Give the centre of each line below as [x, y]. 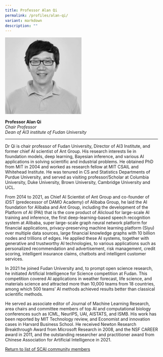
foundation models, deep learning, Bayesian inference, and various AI [74, 157]
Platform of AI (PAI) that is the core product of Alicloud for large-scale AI [77, 213]
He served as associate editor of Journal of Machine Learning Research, [78, 303]
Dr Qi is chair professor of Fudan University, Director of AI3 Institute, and [78, 146]
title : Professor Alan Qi [31, 10]
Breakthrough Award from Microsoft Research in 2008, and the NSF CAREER [81, 330]
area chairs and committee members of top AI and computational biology [78, 309]
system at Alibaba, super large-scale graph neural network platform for [76, 223]
